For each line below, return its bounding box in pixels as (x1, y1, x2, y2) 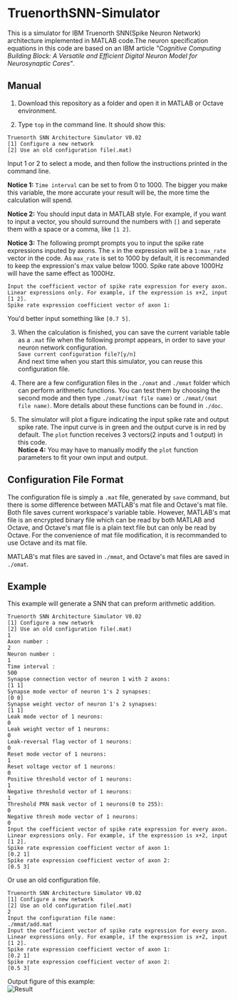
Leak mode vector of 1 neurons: (7, 713, 103, 721)
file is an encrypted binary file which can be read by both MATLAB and (7, 515, 215, 524)
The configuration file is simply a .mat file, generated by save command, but (7, 492, 230, 501)
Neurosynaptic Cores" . (7, 59, 75, 67)
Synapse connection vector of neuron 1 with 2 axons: (7, 675, 171, 683)
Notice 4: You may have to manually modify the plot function (17, 445, 198, 454)
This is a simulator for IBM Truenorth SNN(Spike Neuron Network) (7, 29, 201, 37)
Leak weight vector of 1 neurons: (7, 726, 110, 733)
